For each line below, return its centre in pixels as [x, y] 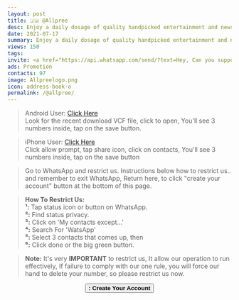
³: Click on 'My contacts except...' [74, 222]
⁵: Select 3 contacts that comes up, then [84, 238]
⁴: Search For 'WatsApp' [60, 230]
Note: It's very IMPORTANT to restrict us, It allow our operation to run [127, 259]
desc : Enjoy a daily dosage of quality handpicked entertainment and [113, 27]
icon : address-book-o [39, 87]
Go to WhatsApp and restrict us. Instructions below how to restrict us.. [128, 171]
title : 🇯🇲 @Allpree [38, 21]
